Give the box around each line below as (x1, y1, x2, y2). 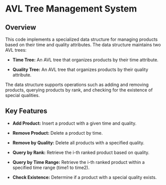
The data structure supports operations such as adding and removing (5, 81, 149, 87)
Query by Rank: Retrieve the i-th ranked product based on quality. (12, 149, 149, 155)
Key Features (5, 107, 48, 116)
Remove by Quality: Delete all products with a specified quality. (12, 139, 144, 146)
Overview (5, 23, 37, 32)
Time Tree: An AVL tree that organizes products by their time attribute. (12, 57, 159, 63)
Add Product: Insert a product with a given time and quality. (12, 120, 137, 126)
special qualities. (5, 92, 40, 98)
